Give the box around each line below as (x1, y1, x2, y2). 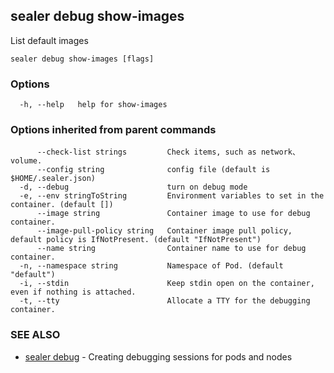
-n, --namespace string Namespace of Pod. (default (19, 261, 284, 271)
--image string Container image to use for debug (36, 209, 311, 219)
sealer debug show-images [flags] (10, 54, 155, 64)
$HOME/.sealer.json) (10, 174, 97, 184)
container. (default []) (10, 200, 114, 210)
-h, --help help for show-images (19, 100, 168, 110)
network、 (260, 147, 300, 158)
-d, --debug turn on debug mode (19, 182, 248, 193)
